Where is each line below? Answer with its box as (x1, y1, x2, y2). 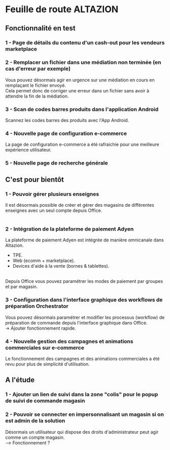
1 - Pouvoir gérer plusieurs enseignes (5, 190, 99, 198)
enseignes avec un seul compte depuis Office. (5, 207, 103, 213)
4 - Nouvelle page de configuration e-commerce (5, 130, 127, 137)
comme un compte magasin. (5, 434, 65, 440)
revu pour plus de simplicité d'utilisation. (5, 361, 90, 367)
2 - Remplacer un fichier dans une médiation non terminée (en (5, 59, 161, 66)
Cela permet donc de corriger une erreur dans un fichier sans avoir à (5, 87, 150, 93)
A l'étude (5, 376, 35, 384)
